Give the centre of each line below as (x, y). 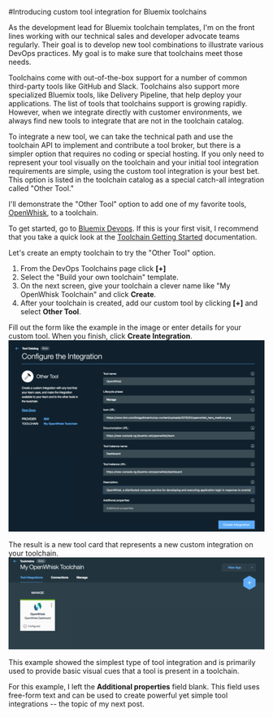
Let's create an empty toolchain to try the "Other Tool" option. (112, 253)
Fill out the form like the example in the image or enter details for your (125, 327)
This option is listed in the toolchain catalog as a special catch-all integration (136, 179)
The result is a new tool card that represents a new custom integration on (131, 544)
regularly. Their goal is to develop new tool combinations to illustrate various (136, 45)
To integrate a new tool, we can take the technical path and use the (121, 136)
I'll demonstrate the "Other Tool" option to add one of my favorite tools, (128, 204)
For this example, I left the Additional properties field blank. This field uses (134, 686)
